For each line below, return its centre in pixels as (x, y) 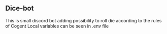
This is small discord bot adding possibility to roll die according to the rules (83, 20)
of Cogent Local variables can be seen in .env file (57, 26)
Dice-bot (20, 8)
